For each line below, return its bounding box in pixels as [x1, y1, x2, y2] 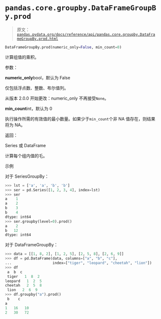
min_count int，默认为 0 [5, 106, 53, 111]
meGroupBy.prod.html [16, 36, 58, 41]
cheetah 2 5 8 [5, 283, 42, 288]
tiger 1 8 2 [7, 274, 40, 279]
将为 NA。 [5, 122, 26, 128]
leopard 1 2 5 [5, 278, 42, 284]
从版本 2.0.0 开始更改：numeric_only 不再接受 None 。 [5, 95, 109, 101]
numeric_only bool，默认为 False [5, 75, 71, 80]
